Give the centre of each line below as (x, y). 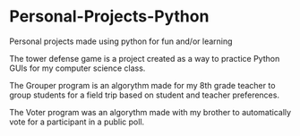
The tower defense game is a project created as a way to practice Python (145, 58)
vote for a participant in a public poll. (77, 122)
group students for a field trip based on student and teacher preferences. (145, 95)
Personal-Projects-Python (109, 17)
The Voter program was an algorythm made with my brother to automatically (150, 112)
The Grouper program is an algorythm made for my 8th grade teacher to (142, 85)
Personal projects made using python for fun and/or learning (121, 41)
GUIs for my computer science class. (77, 68)
